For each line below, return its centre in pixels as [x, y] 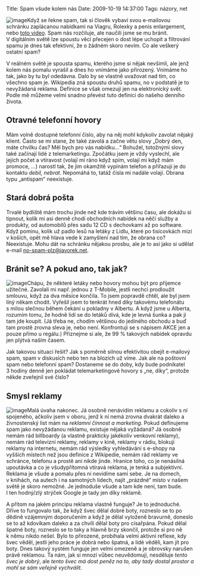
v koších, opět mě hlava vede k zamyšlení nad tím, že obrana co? [86, 237]
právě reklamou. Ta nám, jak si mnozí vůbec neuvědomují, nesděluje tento [97, 555]
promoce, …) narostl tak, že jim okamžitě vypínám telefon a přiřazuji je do [96, 166]
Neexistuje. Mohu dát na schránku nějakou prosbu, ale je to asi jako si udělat [100, 243]
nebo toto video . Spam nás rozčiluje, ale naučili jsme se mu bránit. [87, 33]
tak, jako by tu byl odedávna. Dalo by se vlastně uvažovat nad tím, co [91, 76]
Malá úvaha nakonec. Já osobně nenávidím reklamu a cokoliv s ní [107, 411]
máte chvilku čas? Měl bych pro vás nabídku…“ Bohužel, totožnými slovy [95, 147]
